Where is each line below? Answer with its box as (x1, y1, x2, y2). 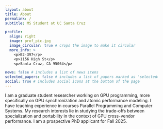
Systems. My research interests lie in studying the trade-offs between (5, 108, 145, 113)
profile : (5, 30, 23, 35)
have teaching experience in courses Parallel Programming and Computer (5, 103, 153, 109)
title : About (5, 12, 32, 17)
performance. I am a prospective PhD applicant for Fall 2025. (5, 118, 127, 124)
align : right (9, 34, 36, 39)
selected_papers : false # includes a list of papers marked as (5, 74, 136, 79)
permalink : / (5, 16, 32, 21)
